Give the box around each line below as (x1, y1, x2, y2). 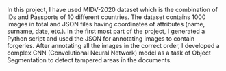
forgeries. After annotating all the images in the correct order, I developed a (7, 42, 221, 49)
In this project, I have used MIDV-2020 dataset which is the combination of (7, 6, 218, 14)
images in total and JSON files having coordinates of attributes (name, (7, 20, 205, 28)
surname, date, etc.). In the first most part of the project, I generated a (7, 27, 205, 35)
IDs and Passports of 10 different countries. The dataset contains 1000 (7, 13, 206, 21)
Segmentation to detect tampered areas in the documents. (7, 56, 173, 64)
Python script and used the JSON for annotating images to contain (7, 34, 195, 43)
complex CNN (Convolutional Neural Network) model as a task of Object (7, 49, 211, 57)
